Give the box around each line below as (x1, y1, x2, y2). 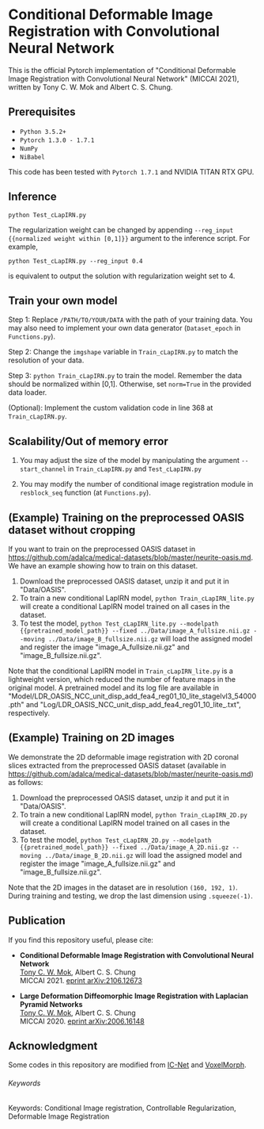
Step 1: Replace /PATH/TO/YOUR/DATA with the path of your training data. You (8, 315, 253, 324)
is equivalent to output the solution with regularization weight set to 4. (8, 271, 236, 281)
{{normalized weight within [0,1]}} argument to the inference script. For (8, 233, 251, 243)
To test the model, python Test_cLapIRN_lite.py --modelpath (19, 618, 219, 628)
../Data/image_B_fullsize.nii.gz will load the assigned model (48, 634, 253, 643)
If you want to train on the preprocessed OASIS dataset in (8, 545, 196, 553)
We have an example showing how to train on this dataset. (8, 561, 198, 570)
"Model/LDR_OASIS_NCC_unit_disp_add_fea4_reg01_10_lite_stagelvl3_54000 (8, 691, 257, 701)
